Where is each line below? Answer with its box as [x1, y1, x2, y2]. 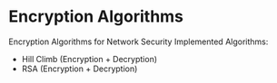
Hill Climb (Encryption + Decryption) [21, 53, 158, 64]
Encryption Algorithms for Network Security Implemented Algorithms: [8, 36, 269, 47]
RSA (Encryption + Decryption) [21, 63, 138, 74]
